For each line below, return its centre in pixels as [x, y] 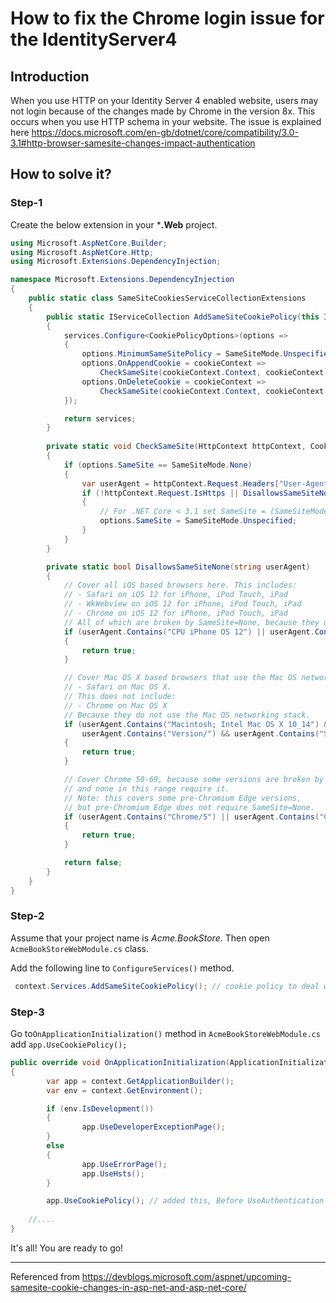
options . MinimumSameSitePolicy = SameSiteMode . [182, 354]
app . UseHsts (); [113, 1173]
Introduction [50, 76]
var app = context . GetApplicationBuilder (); [140, 1081]
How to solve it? [61, 174]
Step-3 [27, 1012]
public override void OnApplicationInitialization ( [120, 1063]
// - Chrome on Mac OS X [115, 705]
